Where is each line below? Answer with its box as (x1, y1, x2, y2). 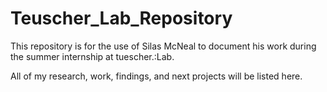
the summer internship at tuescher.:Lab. (10, 50, 175, 62)
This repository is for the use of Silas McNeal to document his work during (10, 40, 317, 52)
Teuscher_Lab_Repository (10, 7, 233, 30)
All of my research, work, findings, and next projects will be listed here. (10, 70, 303, 82)
